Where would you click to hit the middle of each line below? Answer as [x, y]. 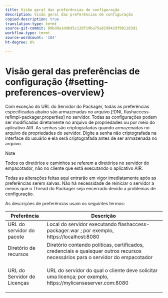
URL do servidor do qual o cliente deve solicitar [102, 270]
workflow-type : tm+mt [28, 33]
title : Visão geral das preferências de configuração [62, 10]
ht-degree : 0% [20, 42]
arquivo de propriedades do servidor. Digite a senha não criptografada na [81, 133]
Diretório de [22, 248]
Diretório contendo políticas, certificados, [95, 245]
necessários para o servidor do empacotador [100, 257]
